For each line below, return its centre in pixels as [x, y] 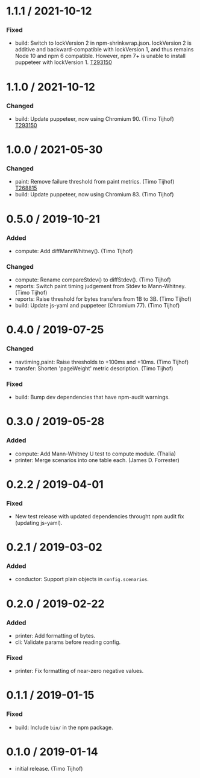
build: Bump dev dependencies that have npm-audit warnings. [92, 397]
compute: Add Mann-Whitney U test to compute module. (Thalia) [95, 454]
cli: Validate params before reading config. [68, 642]
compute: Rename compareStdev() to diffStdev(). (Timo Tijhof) [93, 280]
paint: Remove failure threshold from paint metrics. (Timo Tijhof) [95, 182]
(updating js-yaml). [39, 522]
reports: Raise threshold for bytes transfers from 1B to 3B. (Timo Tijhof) [103, 299]
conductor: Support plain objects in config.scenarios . [82, 579]
